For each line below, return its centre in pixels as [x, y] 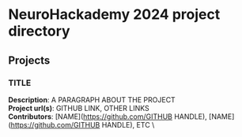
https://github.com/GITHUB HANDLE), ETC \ [83, 124]
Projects [29, 60]
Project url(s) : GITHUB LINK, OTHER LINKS [79, 108]
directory [39, 31]
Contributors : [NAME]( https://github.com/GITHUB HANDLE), [108, 117]
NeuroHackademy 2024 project [114, 15]
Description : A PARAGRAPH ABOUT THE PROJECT [92, 99]
